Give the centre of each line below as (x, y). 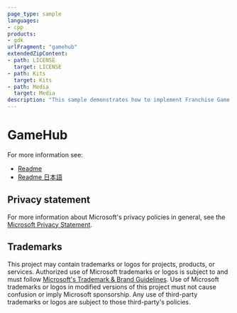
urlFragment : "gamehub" (43, 47)
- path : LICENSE (31, 60)
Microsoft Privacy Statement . (50, 224)
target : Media (34, 93)
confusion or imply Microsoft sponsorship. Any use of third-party (103, 294)
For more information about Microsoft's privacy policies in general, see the (116, 217)
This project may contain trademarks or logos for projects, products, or (111, 264)
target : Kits (33, 80)
